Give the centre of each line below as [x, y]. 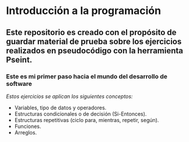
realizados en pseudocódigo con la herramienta [95, 51]
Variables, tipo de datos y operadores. [60, 108]
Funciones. [28, 126]
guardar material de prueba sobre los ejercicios [94, 41]
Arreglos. [25, 132]
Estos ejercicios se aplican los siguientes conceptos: [69, 96]
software [19, 84]
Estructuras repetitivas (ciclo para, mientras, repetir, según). [87, 120]
